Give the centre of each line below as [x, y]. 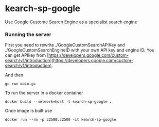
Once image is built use [29, 111]
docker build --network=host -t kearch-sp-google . [58, 102]
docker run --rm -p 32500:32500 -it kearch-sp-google [61, 120]
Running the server [28, 34]
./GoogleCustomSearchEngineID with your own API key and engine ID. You [80, 50]
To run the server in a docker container [44, 93]
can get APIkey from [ [27, 55]
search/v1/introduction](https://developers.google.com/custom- [69, 61]
